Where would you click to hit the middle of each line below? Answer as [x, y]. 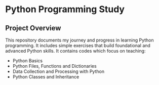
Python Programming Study [65, 9]
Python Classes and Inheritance [46, 77]
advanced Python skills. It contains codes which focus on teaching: [75, 51]
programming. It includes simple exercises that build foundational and [78, 46]
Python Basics [28, 61]
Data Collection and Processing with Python [58, 71]
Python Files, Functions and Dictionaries [55, 66]
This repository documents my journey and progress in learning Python [79, 40]
